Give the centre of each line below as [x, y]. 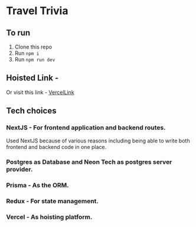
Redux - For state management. [53, 201]
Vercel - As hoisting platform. [49, 217]
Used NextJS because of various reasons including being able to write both [98, 141]
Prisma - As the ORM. [37, 186]
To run [18, 33]
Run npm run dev [35, 59]
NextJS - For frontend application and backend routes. [86, 128]
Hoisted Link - [32, 78]
